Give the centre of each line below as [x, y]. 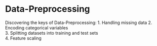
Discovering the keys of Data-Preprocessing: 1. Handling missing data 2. [78, 23]
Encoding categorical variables [37, 27]
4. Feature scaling [23, 38]
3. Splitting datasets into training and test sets [52, 33]
